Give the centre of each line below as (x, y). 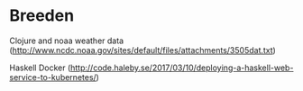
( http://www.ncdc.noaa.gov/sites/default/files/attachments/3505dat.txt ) (143, 50)
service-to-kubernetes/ (53, 77)
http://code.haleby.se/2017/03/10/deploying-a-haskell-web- (182, 68)
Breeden (42, 16)
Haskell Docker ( (40, 68)
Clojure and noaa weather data (67, 41)
